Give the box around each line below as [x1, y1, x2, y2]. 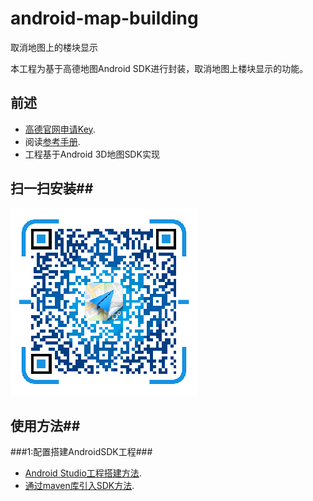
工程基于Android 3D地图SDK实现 [24, 148, 160, 160]
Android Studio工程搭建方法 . [24, 467, 142, 479]
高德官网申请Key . [24, 123, 96, 135]
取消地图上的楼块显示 [10, 41, 98, 53]
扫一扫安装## [10, 180, 94, 197]
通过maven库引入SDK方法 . [24, 480, 135, 492]
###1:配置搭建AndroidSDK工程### [10, 446, 153, 458]
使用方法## [10, 417, 81, 434]
